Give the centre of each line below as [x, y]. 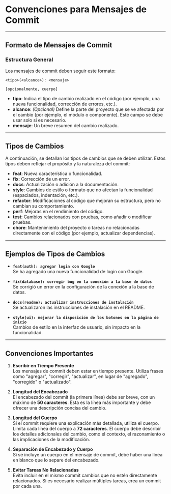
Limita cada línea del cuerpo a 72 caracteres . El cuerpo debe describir [87, 429]
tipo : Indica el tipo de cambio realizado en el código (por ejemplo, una [86, 98]
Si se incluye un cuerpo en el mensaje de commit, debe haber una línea [88, 455]
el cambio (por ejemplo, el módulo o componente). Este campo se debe [88, 114]
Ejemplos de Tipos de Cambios [55, 254]
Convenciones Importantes [50, 353]
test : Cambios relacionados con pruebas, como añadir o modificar [82, 217]
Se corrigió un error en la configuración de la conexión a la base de [83, 287]
